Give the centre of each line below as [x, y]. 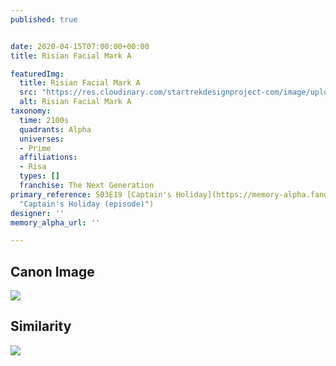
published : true [44, 19]
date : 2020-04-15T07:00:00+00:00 [80, 46]
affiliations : [48, 157]
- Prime [35, 148]
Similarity [41, 326]
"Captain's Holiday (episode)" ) [87, 204]
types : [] [39, 176]
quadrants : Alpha [55, 129]
